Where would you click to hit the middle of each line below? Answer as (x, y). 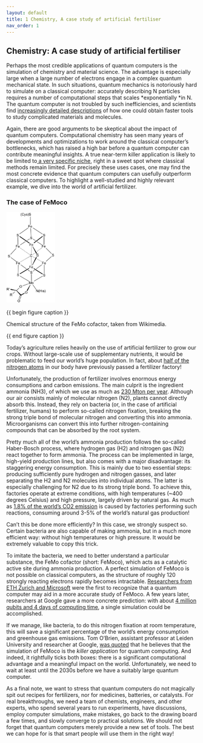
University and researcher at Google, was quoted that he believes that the (98, 645)
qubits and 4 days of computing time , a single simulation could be (88, 607)
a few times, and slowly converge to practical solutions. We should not (94, 721)
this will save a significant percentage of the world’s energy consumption (98, 632)
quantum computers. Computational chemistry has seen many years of (95, 135)
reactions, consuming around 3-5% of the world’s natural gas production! (98, 513)
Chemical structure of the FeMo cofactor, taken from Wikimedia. (86, 324)
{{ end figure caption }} (35, 336)
